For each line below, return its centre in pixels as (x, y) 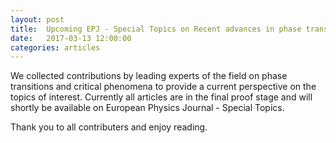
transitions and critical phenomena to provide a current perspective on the (163, 87)
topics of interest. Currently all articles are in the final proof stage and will (161, 97)
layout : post (37, 19)
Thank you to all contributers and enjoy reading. (109, 127)
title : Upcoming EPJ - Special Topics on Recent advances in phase (156, 29)
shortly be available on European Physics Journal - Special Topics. (147, 108)
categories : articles (55, 47)
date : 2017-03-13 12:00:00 (71, 38)
